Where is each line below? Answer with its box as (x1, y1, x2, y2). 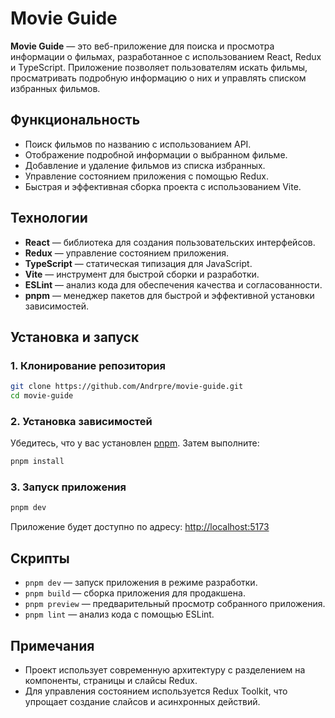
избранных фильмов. (10, 82, 101, 94)
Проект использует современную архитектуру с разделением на (24, 663, 306, 676)
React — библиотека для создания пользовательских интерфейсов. (24, 236, 316, 248)
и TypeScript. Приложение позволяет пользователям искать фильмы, (10, 61, 308, 73)
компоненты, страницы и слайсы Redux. (24, 674, 198, 686)
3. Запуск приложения (10, 480, 127, 494)
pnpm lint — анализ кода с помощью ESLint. (24, 608, 215, 621)
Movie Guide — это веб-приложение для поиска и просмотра (10, 40, 275, 52)
